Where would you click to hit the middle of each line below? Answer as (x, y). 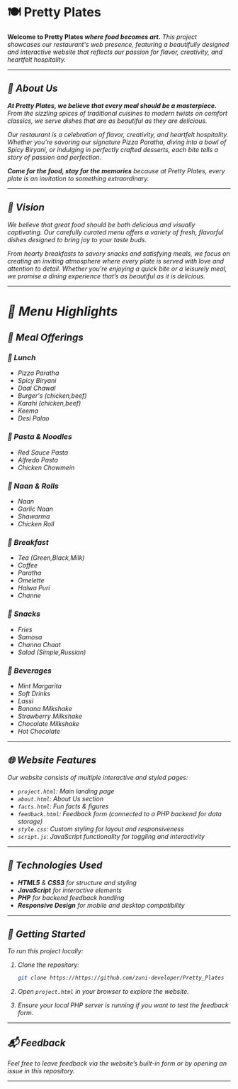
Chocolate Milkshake (49, 723)
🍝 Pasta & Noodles (40, 437)
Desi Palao (33, 418)
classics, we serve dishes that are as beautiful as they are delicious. (107, 121)
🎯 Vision (26, 208)
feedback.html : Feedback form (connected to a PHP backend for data (119, 813)
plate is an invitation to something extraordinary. (78, 178)
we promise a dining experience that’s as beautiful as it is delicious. (106, 276)
